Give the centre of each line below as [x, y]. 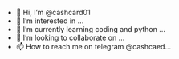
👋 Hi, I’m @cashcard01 [53, 12]
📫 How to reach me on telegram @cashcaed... [93, 47]
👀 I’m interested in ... [50, 21]
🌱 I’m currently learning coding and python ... [91, 29]
